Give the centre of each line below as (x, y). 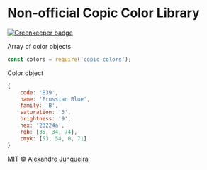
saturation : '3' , (46, 112)
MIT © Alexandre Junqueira (48, 159)
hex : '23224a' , (43, 125)
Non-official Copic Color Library (103, 13)
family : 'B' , (39, 106)
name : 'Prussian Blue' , (55, 99)
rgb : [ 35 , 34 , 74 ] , (49, 132)
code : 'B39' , (39, 92)
